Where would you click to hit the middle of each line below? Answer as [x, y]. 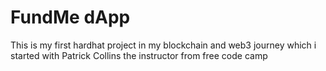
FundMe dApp [70, 17]
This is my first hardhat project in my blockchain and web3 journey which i [163, 45]
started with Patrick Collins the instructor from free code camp [139, 55]
